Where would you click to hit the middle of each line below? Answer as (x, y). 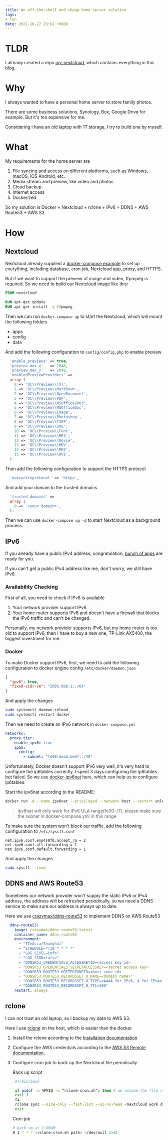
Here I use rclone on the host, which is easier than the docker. (69, 1028)
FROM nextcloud (21, 293)
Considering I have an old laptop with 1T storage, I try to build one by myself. (84, 127)
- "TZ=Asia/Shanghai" (41, 944)
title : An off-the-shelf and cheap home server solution (66, 10)
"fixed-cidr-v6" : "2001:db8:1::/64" (48, 687)
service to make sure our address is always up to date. (61, 906)
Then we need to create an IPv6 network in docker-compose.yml (70, 724)
